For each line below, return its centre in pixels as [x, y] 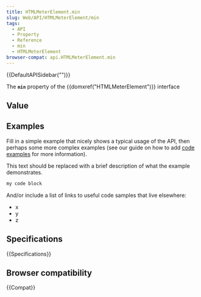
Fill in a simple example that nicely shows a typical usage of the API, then [98, 141]
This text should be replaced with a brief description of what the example [98, 166]
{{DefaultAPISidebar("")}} [38, 74]
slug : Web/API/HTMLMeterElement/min [53, 18]
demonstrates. [24, 172]
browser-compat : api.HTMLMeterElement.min [61, 57]
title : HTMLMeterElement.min [43, 12]
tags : [13, 23]
